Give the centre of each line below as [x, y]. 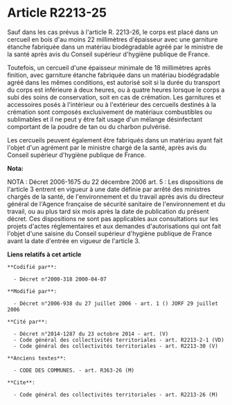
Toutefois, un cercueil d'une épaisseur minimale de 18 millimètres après [109, 67]
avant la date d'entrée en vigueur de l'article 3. [74, 240]
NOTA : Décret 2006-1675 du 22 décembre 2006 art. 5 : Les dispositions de [115, 181]
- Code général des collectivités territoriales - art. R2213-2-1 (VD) [119, 340]
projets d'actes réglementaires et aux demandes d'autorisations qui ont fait [114, 226]
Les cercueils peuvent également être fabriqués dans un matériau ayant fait [115, 140]
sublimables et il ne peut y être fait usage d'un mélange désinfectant [105, 119]
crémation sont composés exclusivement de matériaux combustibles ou [110, 112]
